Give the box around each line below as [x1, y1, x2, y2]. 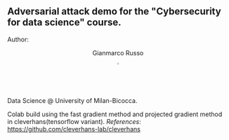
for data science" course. [7, 17, 122, 29]
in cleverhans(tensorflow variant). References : [7, 117, 142, 125]
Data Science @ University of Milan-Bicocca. [7, 96, 138, 104]
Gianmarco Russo [92, 48, 144, 57]
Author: [7, 35, 30, 43]
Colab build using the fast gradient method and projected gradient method [7, 110, 223, 118]
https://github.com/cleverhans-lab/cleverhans [7, 125, 140, 133]
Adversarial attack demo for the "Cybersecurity [7, 6, 221, 17]
